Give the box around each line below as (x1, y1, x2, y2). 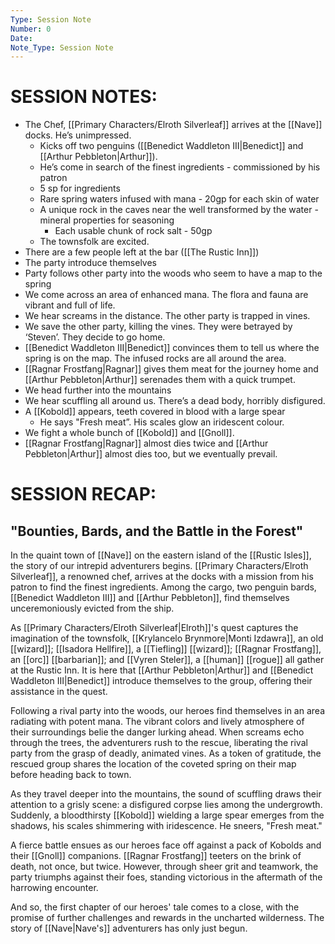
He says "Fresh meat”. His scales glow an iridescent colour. (39, 416, 285, 428)
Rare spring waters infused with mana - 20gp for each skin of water (39, 193, 320, 205)
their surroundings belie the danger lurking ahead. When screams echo (10, 726, 305, 738)
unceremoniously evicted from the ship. (10, 602, 175, 615)
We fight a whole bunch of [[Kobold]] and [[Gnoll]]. (24, 427, 235, 439)
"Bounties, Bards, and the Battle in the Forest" (10, 522, 304, 540)
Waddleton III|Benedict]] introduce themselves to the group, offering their (10, 675, 313, 687)
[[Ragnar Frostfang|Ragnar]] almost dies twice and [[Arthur (24, 437, 269, 450)
